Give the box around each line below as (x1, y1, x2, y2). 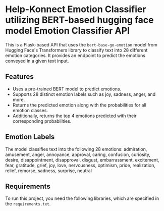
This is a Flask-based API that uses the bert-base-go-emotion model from (5, 41, 157, 47)
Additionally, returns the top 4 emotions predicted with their (12, 113, 137, 119)
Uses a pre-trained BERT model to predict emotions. (12, 86, 122, 92)
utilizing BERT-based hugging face (5, 14, 154, 26)
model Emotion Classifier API (5, 25, 130, 36)
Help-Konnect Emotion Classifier (5, 4, 146, 15)
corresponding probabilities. (12, 118, 72, 124)
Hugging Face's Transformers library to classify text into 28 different (5, 47, 148, 53)
